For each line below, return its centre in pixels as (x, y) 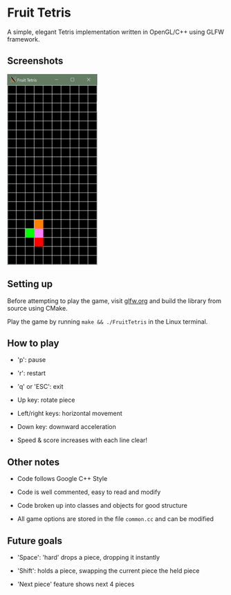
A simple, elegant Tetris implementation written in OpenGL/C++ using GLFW (116, 32)
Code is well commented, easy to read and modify (89, 492)
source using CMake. (37, 308)
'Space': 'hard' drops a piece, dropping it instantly (89, 557)
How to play (33, 343)
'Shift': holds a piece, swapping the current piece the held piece (108, 571)
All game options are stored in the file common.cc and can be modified (115, 519)
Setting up (30, 284)
